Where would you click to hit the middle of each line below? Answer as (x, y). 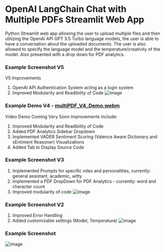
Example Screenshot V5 (35, 67)
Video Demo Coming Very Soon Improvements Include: (61, 116)
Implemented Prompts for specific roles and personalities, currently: (82, 171)
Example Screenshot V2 (35, 204)
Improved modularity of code (42, 192)
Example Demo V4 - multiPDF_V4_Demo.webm (62, 106)
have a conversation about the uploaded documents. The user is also (76, 44)
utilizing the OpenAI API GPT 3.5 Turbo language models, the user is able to (82, 39)
